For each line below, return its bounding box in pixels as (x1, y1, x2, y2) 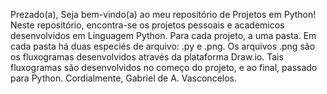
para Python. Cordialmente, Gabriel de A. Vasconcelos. (10, 72, 237, 84)
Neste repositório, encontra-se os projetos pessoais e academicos (10, 19, 285, 31)
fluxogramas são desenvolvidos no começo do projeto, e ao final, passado (10, 62, 318, 73)
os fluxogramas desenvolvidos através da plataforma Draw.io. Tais (10, 51, 284, 63)
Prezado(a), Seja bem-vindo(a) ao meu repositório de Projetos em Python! (10, 9, 317, 20)
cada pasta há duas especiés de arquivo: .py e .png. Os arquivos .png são (10, 40, 316, 52)
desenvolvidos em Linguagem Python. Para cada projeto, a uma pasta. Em (10, 30, 317, 41)
